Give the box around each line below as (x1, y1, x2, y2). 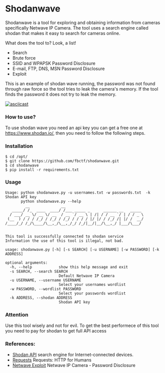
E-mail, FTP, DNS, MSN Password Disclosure (12, 66, 105, 72)
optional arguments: (5, 260, 48, 265)
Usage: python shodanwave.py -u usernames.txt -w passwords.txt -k (5, 190, 151, 195)
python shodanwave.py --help (20, 199, 81, 204)
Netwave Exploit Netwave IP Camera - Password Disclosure (12, 362, 136, 368)
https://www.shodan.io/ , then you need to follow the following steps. (5, 130, 146, 136)
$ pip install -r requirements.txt (5, 167, 79, 172)
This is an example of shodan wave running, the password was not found (5, 81, 156, 87)
